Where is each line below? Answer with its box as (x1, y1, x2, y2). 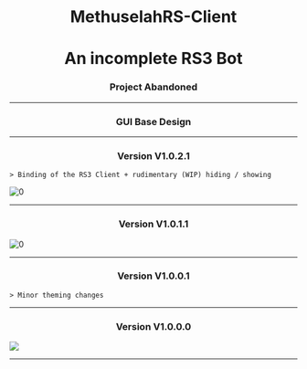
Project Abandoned (109, 80, 198, 93)
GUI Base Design (115, 115, 192, 128)
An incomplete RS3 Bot (64, 48, 243, 69)
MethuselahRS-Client (69, 6, 238, 27)
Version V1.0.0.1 (117, 269, 190, 282)
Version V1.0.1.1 (118, 217, 189, 230)
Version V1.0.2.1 (117, 149, 190, 162)
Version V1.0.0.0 (115, 320, 192, 332)
